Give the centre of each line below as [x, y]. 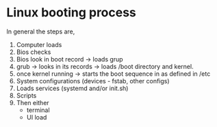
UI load [37, 117]
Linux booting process [71, 13]
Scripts [26, 95]
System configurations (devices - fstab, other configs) [93, 81]
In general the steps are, [41, 31]
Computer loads [39, 44]
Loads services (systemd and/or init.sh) [72, 88]
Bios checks [34, 52]
